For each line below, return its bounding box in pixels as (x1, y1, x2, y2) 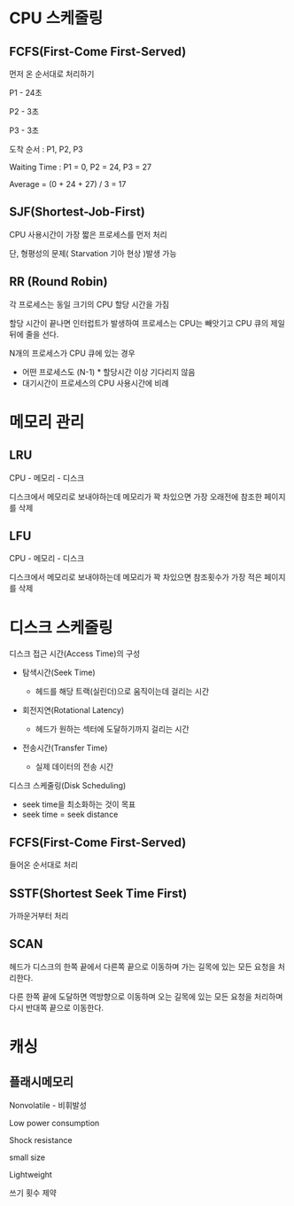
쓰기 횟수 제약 (9, 1187, 58, 1198)
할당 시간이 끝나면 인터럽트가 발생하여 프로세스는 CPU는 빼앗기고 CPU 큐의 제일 (9, 317, 285, 328)
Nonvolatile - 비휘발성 (9, 1100, 87, 1110)
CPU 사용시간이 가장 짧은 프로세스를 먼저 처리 (9, 229, 168, 239)
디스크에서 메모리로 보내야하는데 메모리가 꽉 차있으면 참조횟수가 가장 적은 (9, 572, 263, 583)
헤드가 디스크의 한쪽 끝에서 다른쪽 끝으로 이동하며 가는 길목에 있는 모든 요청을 (9, 961, 276, 972)
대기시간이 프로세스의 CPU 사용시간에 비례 (21, 378, 170, 388)
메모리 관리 (9, 411, 85, 432)
